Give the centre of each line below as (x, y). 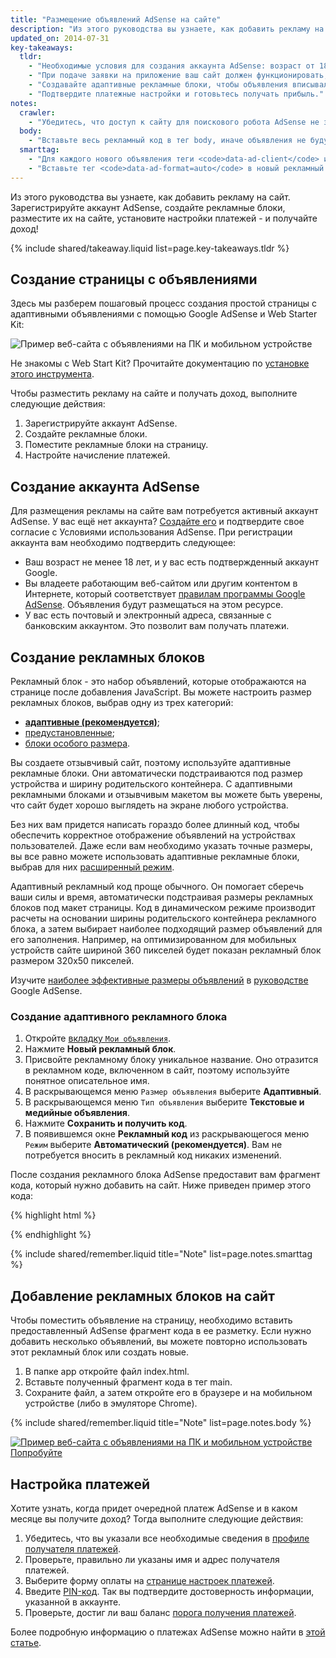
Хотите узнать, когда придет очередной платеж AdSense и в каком (154, 1508)
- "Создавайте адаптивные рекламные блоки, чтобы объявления (158, 85)
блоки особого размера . (77, 743)
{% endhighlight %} (51, 1235)
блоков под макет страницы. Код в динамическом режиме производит (163, 908)
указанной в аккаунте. (73, 1602)
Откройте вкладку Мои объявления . (98, 1038)
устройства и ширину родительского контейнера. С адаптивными (151, 784)
